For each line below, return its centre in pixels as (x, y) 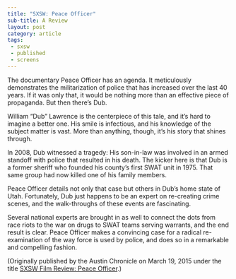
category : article (34, 34)
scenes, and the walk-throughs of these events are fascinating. (99, 203)
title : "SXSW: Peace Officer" (52, 14)
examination (25, 239)
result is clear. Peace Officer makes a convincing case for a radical (105, 232)
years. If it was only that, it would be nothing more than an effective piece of (118, 95)
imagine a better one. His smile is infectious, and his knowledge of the (110, 124)
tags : (15, 40)
